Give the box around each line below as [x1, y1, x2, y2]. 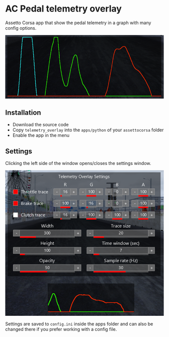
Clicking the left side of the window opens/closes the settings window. [5, 160, 151, 166]
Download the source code [12, 122, 69, 128]
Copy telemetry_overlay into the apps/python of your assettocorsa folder [12, 127, 164, 133]
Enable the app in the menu [12, 132, 69, 138]
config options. [5, 25, 37, 31]
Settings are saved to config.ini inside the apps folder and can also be [5, 320, 153, 327]
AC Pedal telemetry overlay [5, 3, 122, 15]
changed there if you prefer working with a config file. [5, 326, 117, 332]
